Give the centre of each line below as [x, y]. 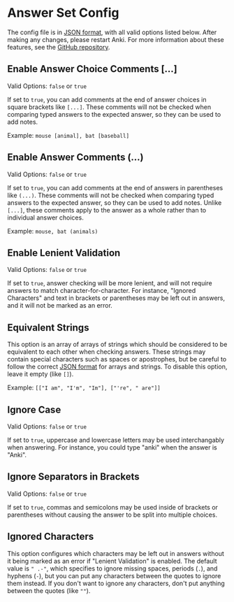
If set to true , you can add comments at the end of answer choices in [107, 99]
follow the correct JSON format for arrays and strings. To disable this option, [117, 367]
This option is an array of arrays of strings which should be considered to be [117, 345]
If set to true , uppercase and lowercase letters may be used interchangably [116, 440]
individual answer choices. [45, 217]
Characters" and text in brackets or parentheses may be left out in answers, [116, 298]
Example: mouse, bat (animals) [53, 231]
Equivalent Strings [48, 328]
